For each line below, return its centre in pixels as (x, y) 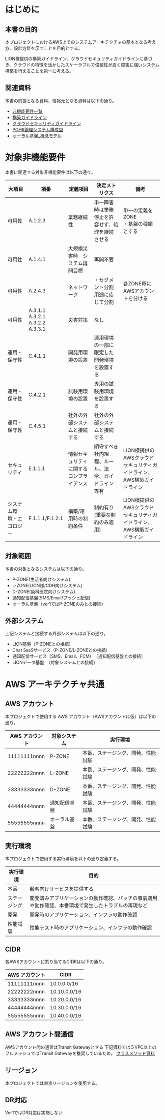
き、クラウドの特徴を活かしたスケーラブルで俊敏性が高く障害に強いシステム (82, 65)
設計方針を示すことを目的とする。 (48, 48)
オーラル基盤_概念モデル (37, 136)
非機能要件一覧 (27, 111)
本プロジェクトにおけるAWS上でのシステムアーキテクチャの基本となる (76, 42)
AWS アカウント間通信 (39, 1034)
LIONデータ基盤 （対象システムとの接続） (55, 662)
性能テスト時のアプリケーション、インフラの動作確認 (91, 928)
